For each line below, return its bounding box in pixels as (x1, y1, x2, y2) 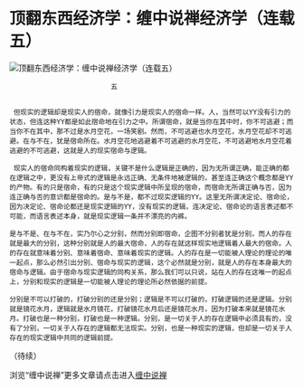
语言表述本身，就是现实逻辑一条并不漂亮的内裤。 (35, 212, 192, 221)
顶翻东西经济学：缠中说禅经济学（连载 (9, 8, 296, 29)
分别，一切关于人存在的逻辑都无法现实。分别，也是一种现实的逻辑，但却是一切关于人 (22, 323, 292, 333)
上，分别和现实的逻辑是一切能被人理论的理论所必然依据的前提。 (9, 277, 212, 286)
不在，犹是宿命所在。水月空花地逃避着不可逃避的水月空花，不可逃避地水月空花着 (35, 137, 292, 146)
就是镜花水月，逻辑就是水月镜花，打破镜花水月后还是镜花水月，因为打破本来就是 (9, 304, 265, 313)
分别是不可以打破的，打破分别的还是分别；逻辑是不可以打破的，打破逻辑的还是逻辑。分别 (9, 295, 292, 304)
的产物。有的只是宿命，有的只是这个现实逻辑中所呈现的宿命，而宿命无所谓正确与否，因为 (9, 183, 292, 192)
